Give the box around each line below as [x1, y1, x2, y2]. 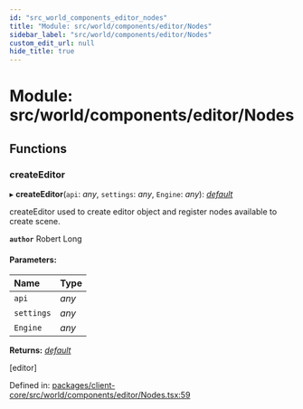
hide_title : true [9, 47, 75, 56]
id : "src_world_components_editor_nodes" [9, 13, 168, 23]
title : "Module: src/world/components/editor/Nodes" [9, 22, 213, 31]
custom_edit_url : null [9, 38, 95, 48]
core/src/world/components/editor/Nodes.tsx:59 [9, 390, 191, 401]
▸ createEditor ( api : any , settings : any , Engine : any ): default [9, 189, 233, 199]
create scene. [9, 216, 61, 226]
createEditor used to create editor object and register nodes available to [9, 206, 278, 217]
